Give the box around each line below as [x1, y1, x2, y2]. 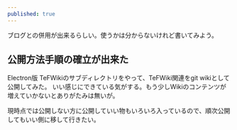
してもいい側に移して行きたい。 [7, 115, 101, 124]
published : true [7, 10, 55, 18]
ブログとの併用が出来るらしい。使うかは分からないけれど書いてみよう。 [7, 31, 219, 39]
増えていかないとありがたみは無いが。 [7, 92, 119, 100]
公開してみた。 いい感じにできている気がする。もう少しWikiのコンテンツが [7, 82, 227, 91]
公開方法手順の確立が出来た [7, 54, 129, 66]
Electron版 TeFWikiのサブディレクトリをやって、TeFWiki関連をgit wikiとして [7, 74, 231, 82]
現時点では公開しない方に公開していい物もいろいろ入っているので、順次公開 [7, 107, 231, 115]
